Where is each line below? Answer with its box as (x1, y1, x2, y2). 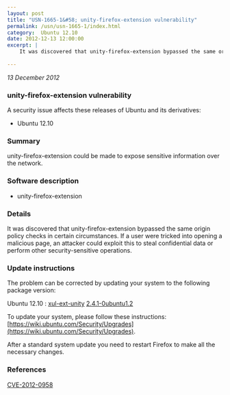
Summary (7, 136, 41, 146)
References (7, 365, 47, 374)
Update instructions (7, 263, 75, 272)
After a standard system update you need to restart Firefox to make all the (7, 340, 216, 349)
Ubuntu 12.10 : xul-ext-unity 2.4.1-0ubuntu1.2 (7, 299, 133, 308)
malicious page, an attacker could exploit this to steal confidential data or (7, 239, 214, 247)
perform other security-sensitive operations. (7, 246, 132, 254)
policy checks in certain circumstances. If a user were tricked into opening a (7, 231, 222, 240)
